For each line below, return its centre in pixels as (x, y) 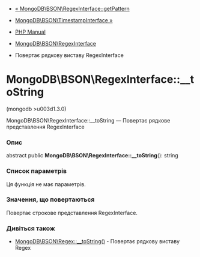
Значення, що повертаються (50, 199)
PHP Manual (30, 32)
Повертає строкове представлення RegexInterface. (72, 213)
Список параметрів (37, 171)
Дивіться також (31, 228)
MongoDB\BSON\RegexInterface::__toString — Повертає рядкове (88, 120)
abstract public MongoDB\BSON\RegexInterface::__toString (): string (92, 156)
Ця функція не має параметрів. (46, 184)
